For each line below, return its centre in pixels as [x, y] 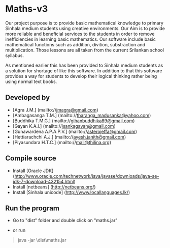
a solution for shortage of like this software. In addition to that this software [84, 71]
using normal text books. [31, 81]
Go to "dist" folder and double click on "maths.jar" [65, 221]
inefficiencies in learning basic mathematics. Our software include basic [80, 39]
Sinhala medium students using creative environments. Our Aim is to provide [85, 28]
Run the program [32, 208]
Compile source [31, 158]
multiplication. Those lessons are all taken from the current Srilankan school [84, 50]
